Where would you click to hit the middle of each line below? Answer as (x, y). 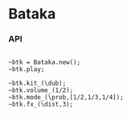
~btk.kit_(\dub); (37, 84)
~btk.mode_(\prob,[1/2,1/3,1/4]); (66, 98)
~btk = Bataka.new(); (45, 62)
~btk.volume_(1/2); (41, 90)
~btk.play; (27, 70)
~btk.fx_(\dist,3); (41, 105)
